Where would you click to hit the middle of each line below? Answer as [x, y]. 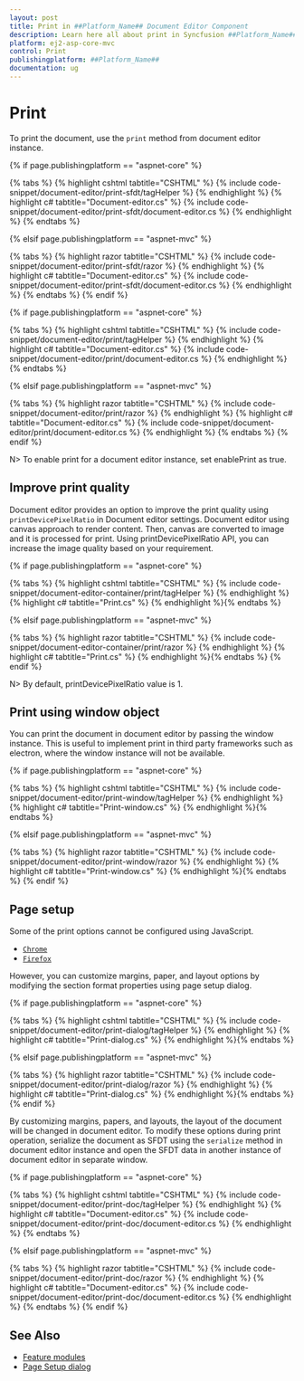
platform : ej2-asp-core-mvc [62, 43]
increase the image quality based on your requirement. [112, 548]
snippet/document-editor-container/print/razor [96, 647]
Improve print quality [70, 488]
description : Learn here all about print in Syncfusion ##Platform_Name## [153, 34]
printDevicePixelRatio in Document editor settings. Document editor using [149, 519]
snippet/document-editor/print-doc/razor [86, 1278]
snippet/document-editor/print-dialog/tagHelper [99, 1030]
